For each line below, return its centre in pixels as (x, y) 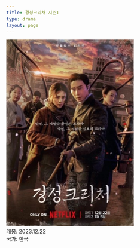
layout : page (22, 25)
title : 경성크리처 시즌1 (33, 13)
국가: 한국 (17, 239)
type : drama (21, 19)
